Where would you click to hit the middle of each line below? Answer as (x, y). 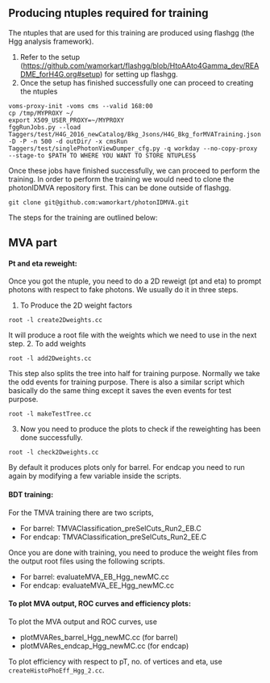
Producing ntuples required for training (108, 13)
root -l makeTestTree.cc (50, 414)
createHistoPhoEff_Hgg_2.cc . (56, 670)
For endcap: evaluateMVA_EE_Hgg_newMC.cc (97, 585)
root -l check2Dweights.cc (54, 453)
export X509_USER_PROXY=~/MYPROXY (66, 120)
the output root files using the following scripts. (87, 561)
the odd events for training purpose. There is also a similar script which (127, 382)
